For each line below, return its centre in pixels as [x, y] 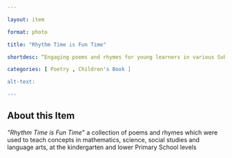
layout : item [26, 19]
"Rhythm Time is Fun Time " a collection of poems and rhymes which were [113, 132]
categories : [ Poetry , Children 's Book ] [69, 70]
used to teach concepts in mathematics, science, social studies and [104, 139]
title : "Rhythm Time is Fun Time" [57, 45]
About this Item [41, 116]
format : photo [28, 32]
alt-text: [21, 82]
